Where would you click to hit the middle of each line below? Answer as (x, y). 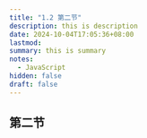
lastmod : (26, 43)
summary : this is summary (57, 51)
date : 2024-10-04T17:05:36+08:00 (72, 34)
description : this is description (74, 26)
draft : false (34, 84)
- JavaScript (42, 68)
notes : (22, 59)
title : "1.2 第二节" (46, 17)
